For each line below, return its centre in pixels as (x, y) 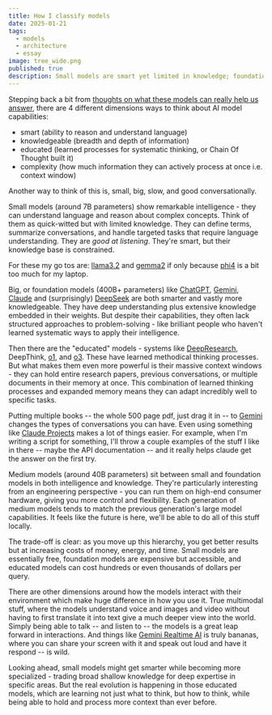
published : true (36, 69)
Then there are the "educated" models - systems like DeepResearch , (123, 348)
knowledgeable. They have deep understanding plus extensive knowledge (132, 306)
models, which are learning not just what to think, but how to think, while (129, 693)
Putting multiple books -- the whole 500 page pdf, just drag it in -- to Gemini (136, 415)
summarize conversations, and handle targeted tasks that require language (134, 232)
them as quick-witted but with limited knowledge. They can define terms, (130, 223)
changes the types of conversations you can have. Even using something (131, 424)
